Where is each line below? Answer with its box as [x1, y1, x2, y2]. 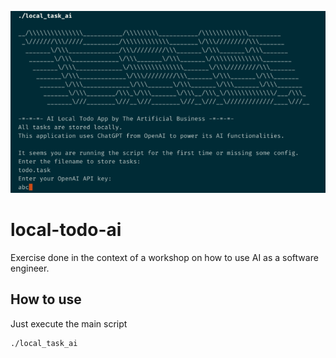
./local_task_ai [10, 338, 78, 348]
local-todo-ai [10, 219, 122, 241]
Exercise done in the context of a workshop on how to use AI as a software [10, 251, 319, 263]
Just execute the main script [10, 317, 128, 330]
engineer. [10, 262, 50, 274]
